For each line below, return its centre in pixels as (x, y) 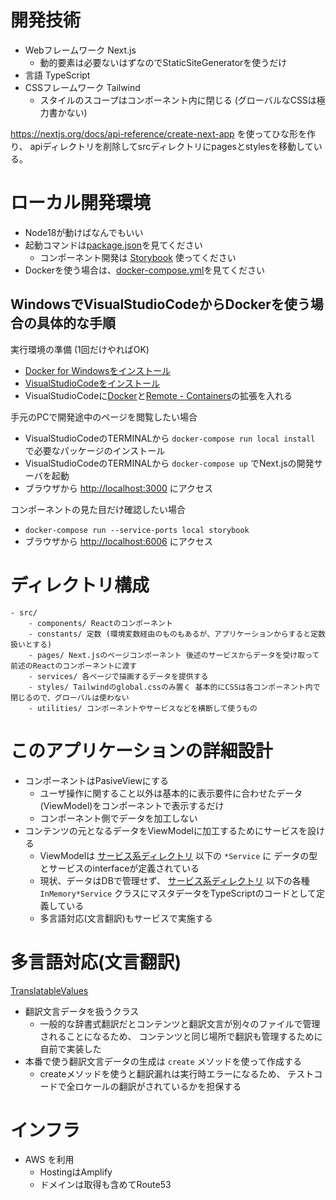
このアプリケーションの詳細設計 (141, 750)
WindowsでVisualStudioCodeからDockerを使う (160, 304)
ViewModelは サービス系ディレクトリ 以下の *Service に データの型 (178, 855)
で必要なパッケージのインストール (95, 450)
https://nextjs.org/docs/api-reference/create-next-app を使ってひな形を (158, 133)
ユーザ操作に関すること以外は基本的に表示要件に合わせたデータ (171, 793)
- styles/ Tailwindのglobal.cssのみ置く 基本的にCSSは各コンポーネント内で (174, 687)
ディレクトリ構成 (80, 585)
